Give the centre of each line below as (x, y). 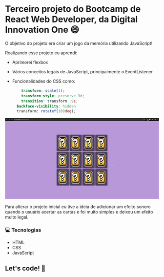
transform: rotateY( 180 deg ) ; (46, 111)
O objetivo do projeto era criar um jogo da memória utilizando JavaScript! (79, 43)
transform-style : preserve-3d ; (53, 96)
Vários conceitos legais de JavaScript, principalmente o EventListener (82, 71)
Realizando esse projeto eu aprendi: (41, 53)
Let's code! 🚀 (25, 268)
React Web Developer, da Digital (72, 19)
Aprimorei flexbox (30, 62)
